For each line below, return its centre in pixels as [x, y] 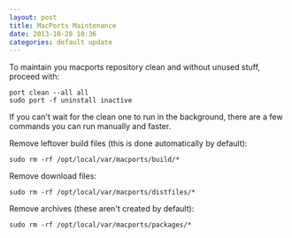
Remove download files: [53, 176]
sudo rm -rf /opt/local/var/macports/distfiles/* [103, 192]
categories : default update [61, 42]
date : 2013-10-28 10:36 [53, 34]
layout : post [33, 17]
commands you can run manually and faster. [90, 127]
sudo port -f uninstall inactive [71, 101]
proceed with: [35, 77]
